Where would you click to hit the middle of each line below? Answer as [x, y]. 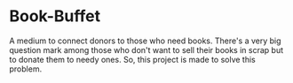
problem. [26, 69]
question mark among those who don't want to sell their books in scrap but [146, 49]
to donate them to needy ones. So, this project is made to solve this [132, 59]
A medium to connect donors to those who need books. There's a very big [145, 41]
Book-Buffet [55, 16]
